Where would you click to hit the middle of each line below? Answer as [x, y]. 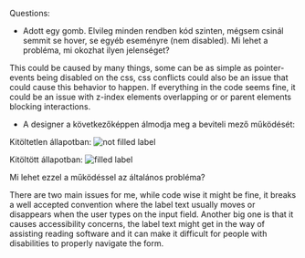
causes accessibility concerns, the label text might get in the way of [137, 224]
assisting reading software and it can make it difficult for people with [138, 233]
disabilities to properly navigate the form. [87, 243]
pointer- [269, 68]
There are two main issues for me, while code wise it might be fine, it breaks [153, 195]
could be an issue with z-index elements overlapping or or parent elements [151, 97]
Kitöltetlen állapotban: [51, 142]
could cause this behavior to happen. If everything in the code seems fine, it [152, 87]
